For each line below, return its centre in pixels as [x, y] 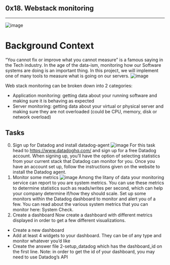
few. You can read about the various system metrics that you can [80, 204]
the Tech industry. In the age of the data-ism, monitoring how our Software [83, 65]
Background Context [50, 46]
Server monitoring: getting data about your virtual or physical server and [88, 106]
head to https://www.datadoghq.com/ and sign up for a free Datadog [84, 150]
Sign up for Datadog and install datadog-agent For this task [84, 145]
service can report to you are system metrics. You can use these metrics [88, 183]
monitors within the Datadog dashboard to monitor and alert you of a [84, 199]
